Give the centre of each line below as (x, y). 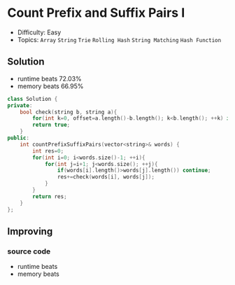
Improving (30, 231)
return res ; (50, 196)
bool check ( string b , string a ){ (69, 112)
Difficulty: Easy (39, 32)
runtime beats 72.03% (49, 78)
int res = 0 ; (48, 151)
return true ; (51, 125)
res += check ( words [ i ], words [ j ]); (106, 177)
